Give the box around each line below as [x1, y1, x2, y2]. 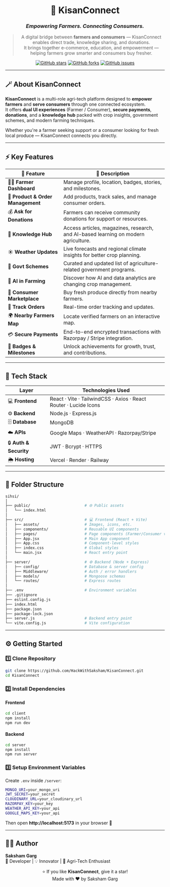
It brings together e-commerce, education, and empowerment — [23, 45, 159, 51]
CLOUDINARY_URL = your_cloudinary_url [5, 797, 82, 802]
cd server [5, 742, 26, 748]
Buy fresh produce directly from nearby [63, 289, 157, 296]
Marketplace [8, 295, 39, 302]
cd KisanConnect [5, 673, 39, 678]
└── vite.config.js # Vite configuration [5, 621, 130, 626]
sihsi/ [5, 494, 19, 499]
